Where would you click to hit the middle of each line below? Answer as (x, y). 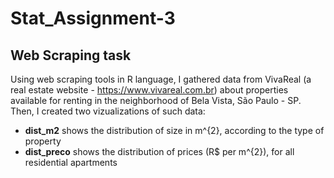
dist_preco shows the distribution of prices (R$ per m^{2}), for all (159, 151)
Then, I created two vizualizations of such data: (108, 111)
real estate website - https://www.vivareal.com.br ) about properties (149, 90)
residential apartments (71, 162)
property (43, 141)
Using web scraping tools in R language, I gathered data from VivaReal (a (161, 79)
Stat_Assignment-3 (93, 18)
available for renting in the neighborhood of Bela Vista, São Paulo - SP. (156, 100)
